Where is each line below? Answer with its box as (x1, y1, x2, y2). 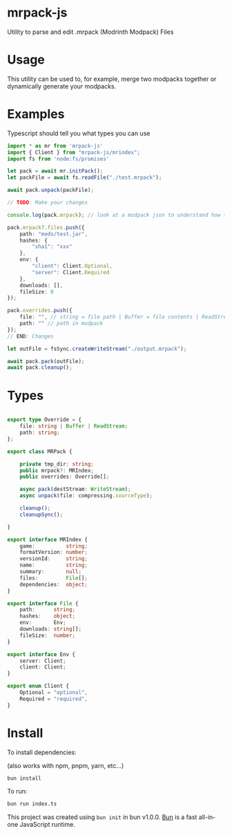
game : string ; (19, 542, 88, 550)
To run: (7, 787, 28, 796)
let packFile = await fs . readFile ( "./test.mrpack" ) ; (7, 174, 162, 181)
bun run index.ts (7, 800, 57, 807)
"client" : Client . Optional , (32, 262, 113, 270)
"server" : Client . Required (32, 269, 110, 276)
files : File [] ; (19, 575, 88, 582)
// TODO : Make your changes (7, 199, 88, 207)
